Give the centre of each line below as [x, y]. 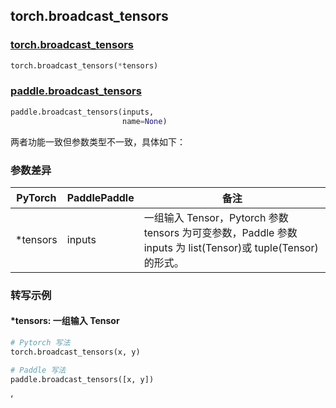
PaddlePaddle [100, 197]
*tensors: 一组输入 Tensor [65, 321]
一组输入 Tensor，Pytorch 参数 [216, 217]
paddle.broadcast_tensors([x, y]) [82, 379]
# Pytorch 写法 [40, 343]
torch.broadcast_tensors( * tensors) [84, 65]
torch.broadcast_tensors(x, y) [75, 352]
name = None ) [144, 121]
